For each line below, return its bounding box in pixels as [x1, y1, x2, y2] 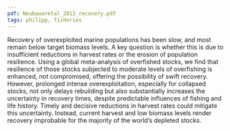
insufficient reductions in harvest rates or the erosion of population [7, 50, 198, 59]
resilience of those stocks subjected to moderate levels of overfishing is [7, 65, 213, 73]
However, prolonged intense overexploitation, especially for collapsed [7, 79, 206, 88]
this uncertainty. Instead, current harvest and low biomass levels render [7, 108, 212, 117]
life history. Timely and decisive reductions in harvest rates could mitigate [7, 101, 218, 110]
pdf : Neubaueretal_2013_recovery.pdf [7, 10, 116, 17]
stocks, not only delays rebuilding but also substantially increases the [7, 87, 206, 95]
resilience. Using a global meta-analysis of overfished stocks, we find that [7, 57, 219, 65]
